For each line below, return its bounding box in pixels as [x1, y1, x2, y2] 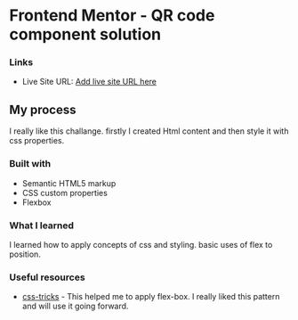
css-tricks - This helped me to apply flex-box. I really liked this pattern [21, 291, 280, 302]
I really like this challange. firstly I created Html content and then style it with [9, 126, 289, 136]
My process [9, 102, 77, 117]
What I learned [9, 219, 74, 232]
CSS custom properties [21, 187, 109, 198]
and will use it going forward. [21, 300, 129, 312]
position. [9, 249, 42, 259]
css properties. [9, 135, 65, 146]
